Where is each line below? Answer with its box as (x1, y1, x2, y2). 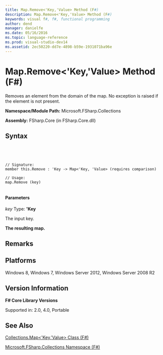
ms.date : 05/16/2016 (5, 30, 48, 35)
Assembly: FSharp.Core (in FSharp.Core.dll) (5, 118, 96, 123)
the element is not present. (5, 98, 60, 104)
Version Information (5, 284, 69, 293)
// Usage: (5, 175, 26, 181)
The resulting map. (5, 225, 46, 231)
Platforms (5, 256, 36, 265)
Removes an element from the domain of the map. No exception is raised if (5, 93, 159, 99)
